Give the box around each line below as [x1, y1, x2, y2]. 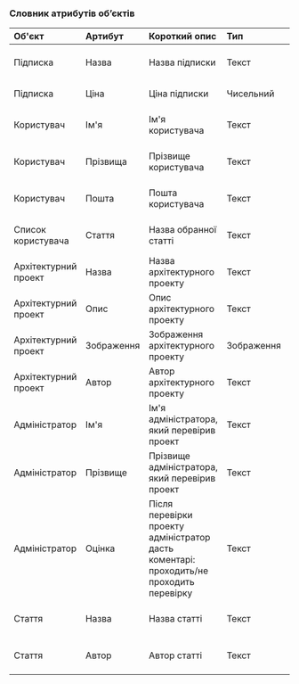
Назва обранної [148, 224, 217, 236]
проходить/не [148, 565, 209, 577]
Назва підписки [148, 56, 216, 69]
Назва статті [148, 613, 203, 625]
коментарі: [148, 554, 196, 566]
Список [13, 224, 46, 236]
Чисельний [226, 87, 275, 100]
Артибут [85, 30, 125, 43]
